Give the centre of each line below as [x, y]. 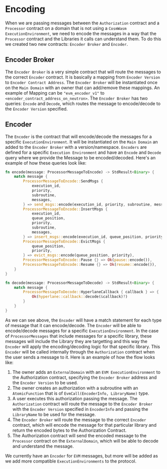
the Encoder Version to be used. [45, 382]
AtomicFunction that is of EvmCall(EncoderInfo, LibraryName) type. [81, 393]
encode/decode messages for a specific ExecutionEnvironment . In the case [82, 331]
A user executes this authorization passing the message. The [75, 398]
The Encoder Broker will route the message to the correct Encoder [79, 420]
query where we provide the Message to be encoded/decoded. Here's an [80, 157]
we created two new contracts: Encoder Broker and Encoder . [67, 44]
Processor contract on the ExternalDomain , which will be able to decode [85, 441]
